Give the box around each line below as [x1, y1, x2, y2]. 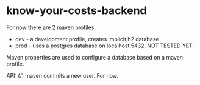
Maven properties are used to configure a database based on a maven [6, 53, 184, 61]
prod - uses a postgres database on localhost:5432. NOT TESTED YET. [15, 42, 194, 49]
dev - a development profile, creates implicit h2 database [15, 35, 159, 42]
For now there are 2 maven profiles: [6, 24, 96, 31]
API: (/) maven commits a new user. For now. [6, 72, 119, 79]
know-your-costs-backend [6, 4, 147, 18]
